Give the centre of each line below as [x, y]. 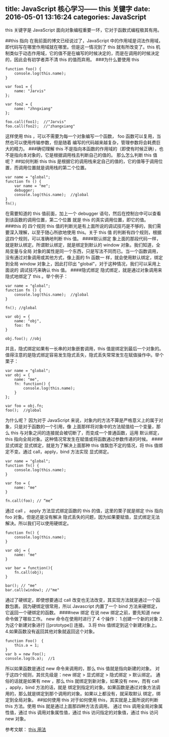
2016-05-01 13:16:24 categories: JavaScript [76, 17]
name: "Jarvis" [30, 91]
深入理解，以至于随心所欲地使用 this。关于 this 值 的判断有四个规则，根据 [86, 232]
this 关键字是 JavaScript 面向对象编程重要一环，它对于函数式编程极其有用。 [83, 30]
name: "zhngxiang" [33, 109]
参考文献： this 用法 [26, 729]
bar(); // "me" [21, 585]
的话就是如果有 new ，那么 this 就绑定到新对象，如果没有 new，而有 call [84, 681]
